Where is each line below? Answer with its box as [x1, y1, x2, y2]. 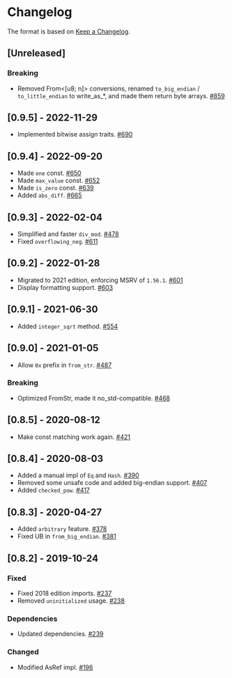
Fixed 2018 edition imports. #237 [17, 589, 112, 597]
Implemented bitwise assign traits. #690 [17, 130, 133, 139]
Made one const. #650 [17, 169, 82, 178]
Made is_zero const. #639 [17, 184, 94, 192]
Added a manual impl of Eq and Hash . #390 [17, 471, 139, 479]
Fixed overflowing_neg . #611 [17, 238, 98, 246]
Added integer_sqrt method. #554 [17, 322, 118, 330]
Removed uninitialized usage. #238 [17, 596, 125, 605]
